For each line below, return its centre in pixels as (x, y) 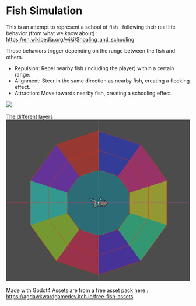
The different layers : (31, 116)
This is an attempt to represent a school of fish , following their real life (91, 27)
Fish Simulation (44, 11)
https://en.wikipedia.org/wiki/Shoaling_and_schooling (70, 39)
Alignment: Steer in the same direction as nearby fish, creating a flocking (102, 81)
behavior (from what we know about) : (52, 33)
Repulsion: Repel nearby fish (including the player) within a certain (94, 68)
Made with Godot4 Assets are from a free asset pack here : (77, 290)
